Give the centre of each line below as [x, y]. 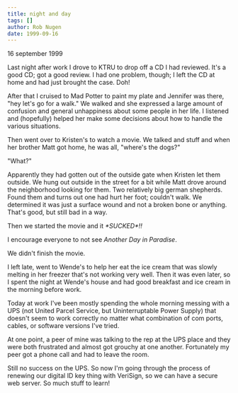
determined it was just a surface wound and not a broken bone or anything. [117, 205]
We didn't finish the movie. [46, 253]
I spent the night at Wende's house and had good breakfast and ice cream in [119, 282]
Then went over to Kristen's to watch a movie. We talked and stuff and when [119, 140]
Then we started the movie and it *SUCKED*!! [75, 226]
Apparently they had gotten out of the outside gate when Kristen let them [114, 175]
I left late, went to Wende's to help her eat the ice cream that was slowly [112, 267]
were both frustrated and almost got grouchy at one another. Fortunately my [118, 347]
